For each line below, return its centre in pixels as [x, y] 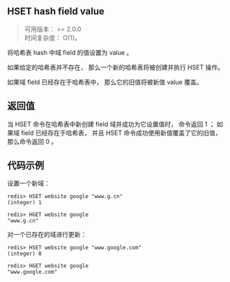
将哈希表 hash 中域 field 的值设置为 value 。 [70, 52]
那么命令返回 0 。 [32, 141]
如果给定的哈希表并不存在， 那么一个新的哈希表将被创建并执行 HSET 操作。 [116, 67]
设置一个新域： [29, 183]
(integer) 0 [24, 254]
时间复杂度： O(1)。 [53, 38]
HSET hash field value [56, 11]
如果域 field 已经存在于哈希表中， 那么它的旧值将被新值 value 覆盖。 [105, 82]
